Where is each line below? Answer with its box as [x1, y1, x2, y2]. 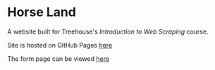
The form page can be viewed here [7, 54, 110, 63]
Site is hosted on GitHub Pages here [7, 41, 113, 49]
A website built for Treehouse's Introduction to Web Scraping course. [7, 27, 209, 36]
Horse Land [7, 4, 76, 20]
